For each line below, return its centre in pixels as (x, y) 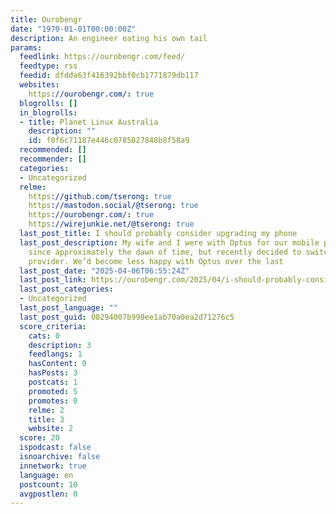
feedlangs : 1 (55, 354)
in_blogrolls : (48, 112)
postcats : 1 (53, 382)
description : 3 (60, 345)
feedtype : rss (48, 66)
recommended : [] (53, 150)
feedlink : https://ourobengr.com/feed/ (102, 57)
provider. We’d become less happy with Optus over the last (156, 261)
